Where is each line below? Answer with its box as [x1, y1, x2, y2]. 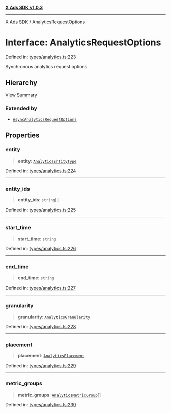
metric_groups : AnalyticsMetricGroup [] [17, 392, 101, 398]
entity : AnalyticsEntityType [17, 158, 77, 164]
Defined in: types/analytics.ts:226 [5, 246, 76, 252]
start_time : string [17, 236, 56, 242]
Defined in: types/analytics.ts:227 [5, 285, 76, 291]
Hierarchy [5, 79, 38, 87]
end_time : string [17, 275, 54, 281]
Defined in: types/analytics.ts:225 [5, 206, 76, 213]
